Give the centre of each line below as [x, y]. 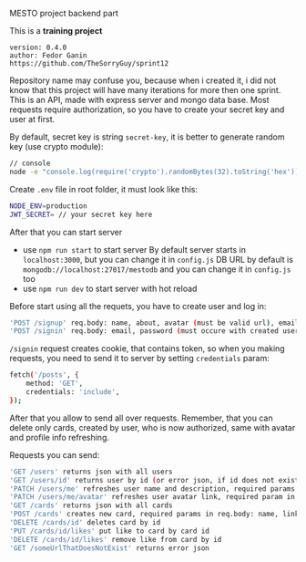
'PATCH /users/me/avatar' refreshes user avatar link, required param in [153, 497]
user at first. [32, 119]
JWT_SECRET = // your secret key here [81, 214]
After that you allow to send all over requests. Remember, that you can [141, 418]
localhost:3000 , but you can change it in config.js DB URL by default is [158, 259]
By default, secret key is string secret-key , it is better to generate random [147, 137]
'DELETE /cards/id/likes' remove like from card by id [116, 539]
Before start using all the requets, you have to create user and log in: [138, 306]
